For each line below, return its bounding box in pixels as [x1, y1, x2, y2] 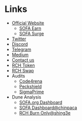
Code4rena [19, 78, 42, 84]
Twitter [11, 36, 27, 42]
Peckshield [19, 83, 42, 89]
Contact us [11, 57, 35, 63]
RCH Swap [11, 67, 34, 73]
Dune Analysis [11, 94, 41, 100]
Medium [11, 51, 29, 58]
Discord [11, 41, 28, 47]
